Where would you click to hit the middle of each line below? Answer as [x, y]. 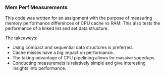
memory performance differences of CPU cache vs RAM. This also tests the [82, 23]
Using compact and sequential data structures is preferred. [73, 48]
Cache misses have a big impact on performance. [63, 52]
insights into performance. [39, 68]
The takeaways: [21, 38]
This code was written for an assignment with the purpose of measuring [79, 18]
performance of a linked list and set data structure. [57, 28]
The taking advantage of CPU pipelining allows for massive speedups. [84, 58]
